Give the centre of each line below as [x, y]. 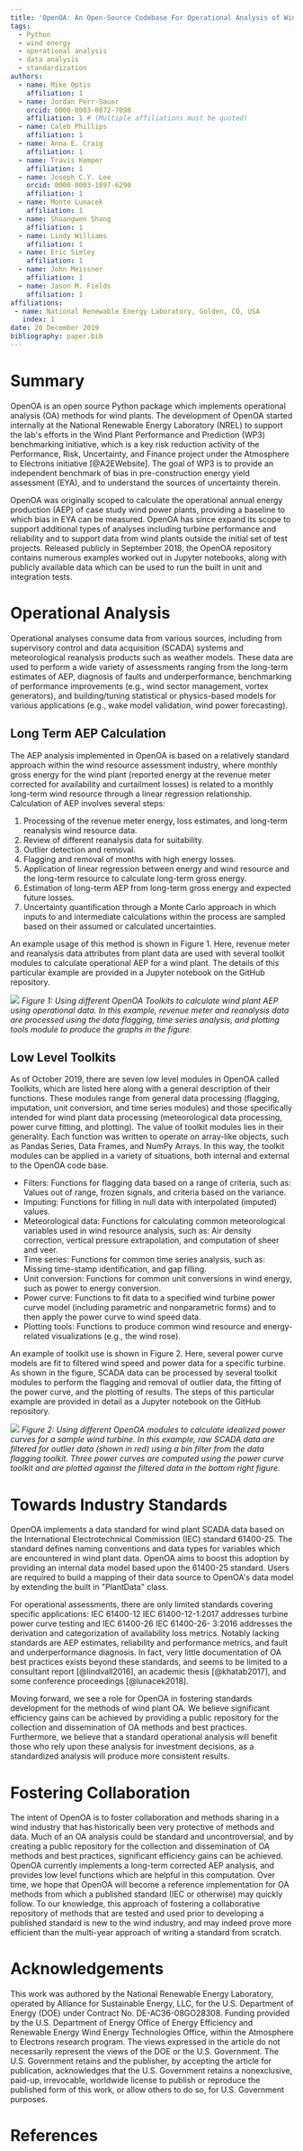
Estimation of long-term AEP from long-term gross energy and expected [157, 887]
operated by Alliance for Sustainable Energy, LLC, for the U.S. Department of [152, 2004]
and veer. [40, 1250]
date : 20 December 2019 [55, 328]
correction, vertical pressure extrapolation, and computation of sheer [151, 1240]
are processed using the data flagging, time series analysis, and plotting [145, 1019]
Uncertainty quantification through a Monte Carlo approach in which [150, 906]
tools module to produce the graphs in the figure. [101, 1029]
